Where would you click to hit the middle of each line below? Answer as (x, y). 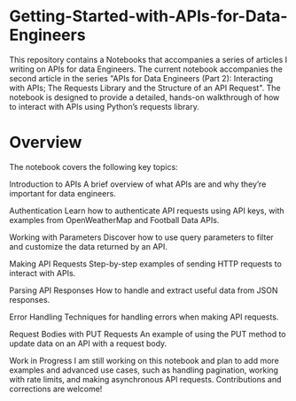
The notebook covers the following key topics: (94, 166)
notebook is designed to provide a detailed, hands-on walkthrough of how (144, 97)
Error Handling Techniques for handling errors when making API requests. (144, 317)
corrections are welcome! (56, 389)
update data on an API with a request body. (88, 343)
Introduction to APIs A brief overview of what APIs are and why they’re (138, 184)
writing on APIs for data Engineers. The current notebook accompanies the (146, 69)
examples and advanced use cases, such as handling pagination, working (144, 370)
